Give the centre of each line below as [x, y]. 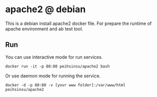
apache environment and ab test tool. [44, 28]
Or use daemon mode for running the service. [53, 76]
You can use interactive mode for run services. [54, 57]
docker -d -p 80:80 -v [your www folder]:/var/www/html [65, 85]
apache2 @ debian [46, 9]
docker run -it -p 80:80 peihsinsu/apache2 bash [57, 66]
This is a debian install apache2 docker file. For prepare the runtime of [78, 23]
